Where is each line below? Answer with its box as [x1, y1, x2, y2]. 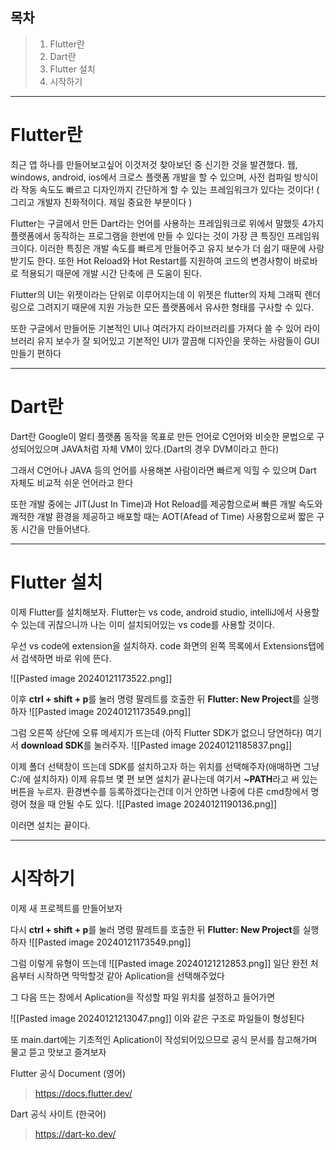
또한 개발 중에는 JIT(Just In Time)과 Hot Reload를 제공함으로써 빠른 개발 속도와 [10, 498, 323, 510]
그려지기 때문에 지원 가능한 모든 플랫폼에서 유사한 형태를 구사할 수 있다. [36, 301, 315, 313]
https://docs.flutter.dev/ [34, 1087, 133, 1099]
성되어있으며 [10, 443, 60, 455]
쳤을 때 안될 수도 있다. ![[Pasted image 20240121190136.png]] [28, 798, 278, 810]
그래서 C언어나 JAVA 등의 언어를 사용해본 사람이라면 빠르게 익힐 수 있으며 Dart [10, 464, 317, 476]
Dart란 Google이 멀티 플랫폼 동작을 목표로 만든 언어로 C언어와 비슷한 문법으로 [10, 430, 315, 442]
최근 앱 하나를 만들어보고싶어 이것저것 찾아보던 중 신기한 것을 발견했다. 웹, [10, 158, 298, 170]
